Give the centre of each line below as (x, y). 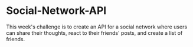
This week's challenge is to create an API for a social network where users (97, 27)
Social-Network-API (56, 11)
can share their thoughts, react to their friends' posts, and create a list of (94, 32)
